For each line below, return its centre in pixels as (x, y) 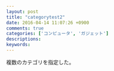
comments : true (25, 28)
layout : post (22, 12)
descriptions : (24, 39)
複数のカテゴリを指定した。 (40, 62)
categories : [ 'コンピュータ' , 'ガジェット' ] (58, 34)
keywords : (19, 45)
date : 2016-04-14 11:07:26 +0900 (48, 22)
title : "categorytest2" (36, 17)
